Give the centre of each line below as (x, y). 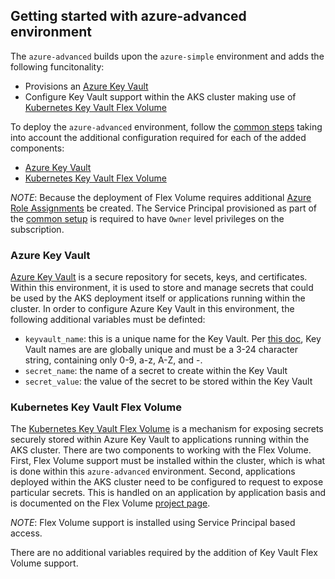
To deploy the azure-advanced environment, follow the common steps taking (166, 126)
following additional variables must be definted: (108, 320)
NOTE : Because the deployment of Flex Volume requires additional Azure (161, 197)
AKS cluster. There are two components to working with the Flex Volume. (161, 450)
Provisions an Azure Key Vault (86, 86)
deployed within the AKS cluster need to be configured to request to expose (167, 482)
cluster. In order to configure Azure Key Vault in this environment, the (152, 309)
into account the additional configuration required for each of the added (158, 137)
